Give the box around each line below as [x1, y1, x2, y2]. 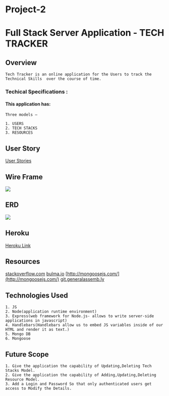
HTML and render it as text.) [5, 327, 70, 332]
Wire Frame [5, 173, 43, 181]
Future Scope [5, 350, 49, 359]
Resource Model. [5, 377, 40, 382]
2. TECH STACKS [5, 126, 38, 131]
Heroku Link [5, 242, 31, 248]
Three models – [5, 112, 38, 117]
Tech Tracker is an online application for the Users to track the [5, 72, 152, 77]
